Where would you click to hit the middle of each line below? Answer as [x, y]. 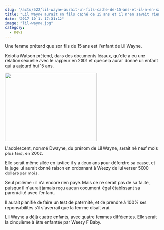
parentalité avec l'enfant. [30, 193]
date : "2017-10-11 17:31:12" [35, 19]
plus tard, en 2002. [24, 153]
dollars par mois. [22, 173]
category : [15, 28]
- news [16, 32]
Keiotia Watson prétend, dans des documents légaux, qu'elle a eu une [75, 56]
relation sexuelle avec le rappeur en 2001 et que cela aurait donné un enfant [82, 61]
